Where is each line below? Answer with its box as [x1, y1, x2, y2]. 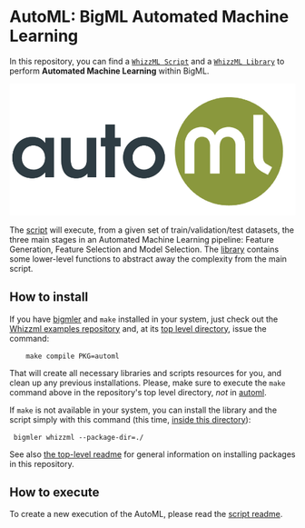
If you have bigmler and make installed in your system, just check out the [9, 314, 279, 324]
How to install [9, 289, 89, 305]
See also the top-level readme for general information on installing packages [9, 448, 296, 460]
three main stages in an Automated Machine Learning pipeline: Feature [9, 234, 274, 244]
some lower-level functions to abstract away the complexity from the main [9, 253, 288, 264]
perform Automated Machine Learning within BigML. [9, 65, 210, 76]
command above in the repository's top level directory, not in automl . [9, 386, 267, 397]
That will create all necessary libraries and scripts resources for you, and [9, 367, 282, 378]
